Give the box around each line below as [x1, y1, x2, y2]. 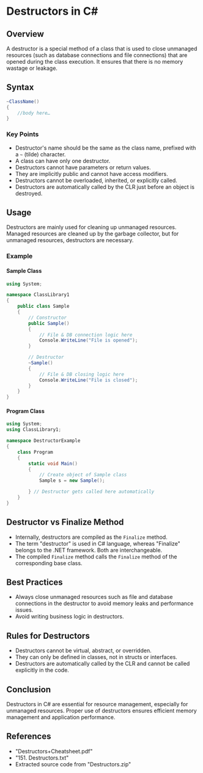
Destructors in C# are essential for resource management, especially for [6, 701, 188, 707]
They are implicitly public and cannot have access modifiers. [15, 170, 168, 177]
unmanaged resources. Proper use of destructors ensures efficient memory [6, 707, 197, 714]
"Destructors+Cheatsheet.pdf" [15, 747, 93, 755]
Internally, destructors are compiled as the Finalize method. [15, 533, 168, 541]
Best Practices [6, 577, 63, 587]
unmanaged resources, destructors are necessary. [6, 237, 134, 244]
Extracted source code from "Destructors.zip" [15, 760, 131, 767]
